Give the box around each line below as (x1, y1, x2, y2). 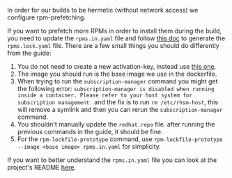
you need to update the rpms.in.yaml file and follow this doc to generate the (7, 34, 226, 42)
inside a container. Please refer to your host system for (17, 92, 193, 99)
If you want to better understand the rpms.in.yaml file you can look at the (7, 156, 217, 164)
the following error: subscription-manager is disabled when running (17, 85, 215, 92)
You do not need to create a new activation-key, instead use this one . (17, 63, 217, 70)
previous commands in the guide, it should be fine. (17, 128, 163, 136)
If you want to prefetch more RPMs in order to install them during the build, (7, 27, 222, 35)
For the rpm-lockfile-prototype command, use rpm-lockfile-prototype (17, 135, 223, 143)
